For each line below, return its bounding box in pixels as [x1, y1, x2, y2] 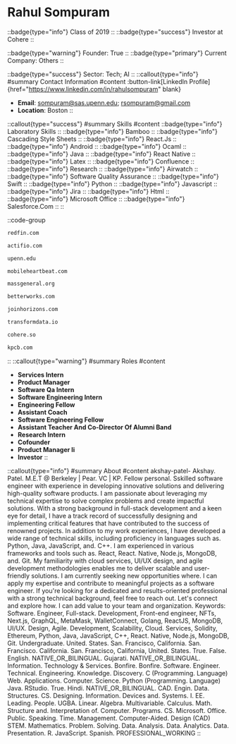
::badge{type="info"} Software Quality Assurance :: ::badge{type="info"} [7, 172, 220, 181]
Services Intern [17, 370, 64, 379]
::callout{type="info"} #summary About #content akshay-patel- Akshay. [7, 466, 216, 475]
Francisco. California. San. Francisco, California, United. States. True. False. [7, 646, 227, 654]
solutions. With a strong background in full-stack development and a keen [7, 504, 222, 512]
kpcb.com [7, 343, 33, 351]
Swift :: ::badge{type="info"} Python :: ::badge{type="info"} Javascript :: [7, 179, 218, 188]
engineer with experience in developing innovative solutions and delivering [7, 481, 225, 490]
